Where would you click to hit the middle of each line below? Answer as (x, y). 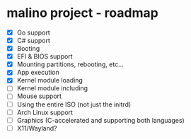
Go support (33, 32)
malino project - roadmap (82, 13)
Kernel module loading (50, 80)
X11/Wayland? (37, 128)
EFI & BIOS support (45, 56)
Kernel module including (52, 88)
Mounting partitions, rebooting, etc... (70, 64)
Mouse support (39, 96)
